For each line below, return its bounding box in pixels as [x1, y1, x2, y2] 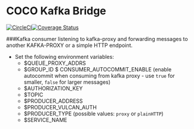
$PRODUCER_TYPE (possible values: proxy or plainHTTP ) [23, 110, 164, 117]
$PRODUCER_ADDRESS [23, 97, 84, 105]
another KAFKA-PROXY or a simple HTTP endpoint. [6, 42, 133, 49]
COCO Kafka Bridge [6, 4, 106, 18]
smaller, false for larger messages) [23, 78, 111, 86]
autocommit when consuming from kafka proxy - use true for [23, 72, 175, 79]
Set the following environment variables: [14, 53, 115, 60]
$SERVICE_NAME [23, 116, 67, 123]
